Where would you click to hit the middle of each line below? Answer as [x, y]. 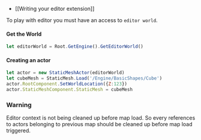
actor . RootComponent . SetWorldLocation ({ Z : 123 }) [67, 84]
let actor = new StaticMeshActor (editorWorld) [65, 73]
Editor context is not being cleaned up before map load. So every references [101, 118]
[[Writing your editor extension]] [55, 9]
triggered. [19, 130]
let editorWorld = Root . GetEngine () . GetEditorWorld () [75, 47]
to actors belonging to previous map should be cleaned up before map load [100, 124]
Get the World [24, 34]
